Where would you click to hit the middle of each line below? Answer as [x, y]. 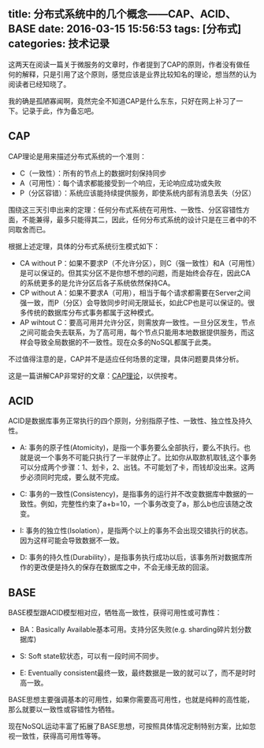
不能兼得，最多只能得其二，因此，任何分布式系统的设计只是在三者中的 [136, 219]
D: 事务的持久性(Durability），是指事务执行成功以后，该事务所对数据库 [132, 557]
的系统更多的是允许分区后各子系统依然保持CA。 [97, 282]
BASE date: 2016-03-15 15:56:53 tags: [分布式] [125, 29]
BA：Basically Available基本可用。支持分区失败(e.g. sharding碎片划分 [132, 629]
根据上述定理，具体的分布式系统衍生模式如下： [84, 246]
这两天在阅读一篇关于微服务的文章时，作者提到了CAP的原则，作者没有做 [126, 64]
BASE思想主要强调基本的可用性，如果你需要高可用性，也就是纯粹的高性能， [131, 700]
